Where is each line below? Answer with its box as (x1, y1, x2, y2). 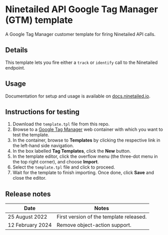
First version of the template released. (56, 213, 147, 220)
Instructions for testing (5, 108, 80, 116)
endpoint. (5, 64, 25, 71)
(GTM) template (5, 14, 73, 26)
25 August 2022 (8, 213, 48, 220)
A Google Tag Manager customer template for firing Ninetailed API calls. (5, 31, 156, 37)
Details (5, 46, 28, 54)
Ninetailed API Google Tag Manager (5, 4, 158, 15)
